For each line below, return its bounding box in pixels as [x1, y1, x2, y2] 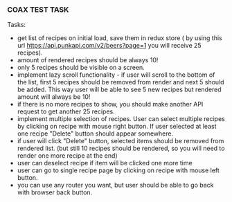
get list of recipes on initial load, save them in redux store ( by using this [17, 34, 223, 42]
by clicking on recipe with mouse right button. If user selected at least [17, 122, 217, 131]
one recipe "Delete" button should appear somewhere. [17, 129, 174, 138]
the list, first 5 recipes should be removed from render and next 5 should [17, 78, 224, 86]
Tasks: [7, 21, 26, 29]
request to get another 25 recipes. [17, 107, 116, 116]
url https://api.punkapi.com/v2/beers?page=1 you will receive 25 [17, 42, 202, 50]
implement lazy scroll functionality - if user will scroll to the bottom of [17, 71, 215, 79]
